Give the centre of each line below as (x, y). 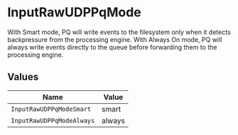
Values (23, 77)
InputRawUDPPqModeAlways (53, 120)
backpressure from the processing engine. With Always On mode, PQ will (115, 39)
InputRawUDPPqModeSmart (51, 109)
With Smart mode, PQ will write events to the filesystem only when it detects (119, 32)
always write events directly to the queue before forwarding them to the (112, 47)
